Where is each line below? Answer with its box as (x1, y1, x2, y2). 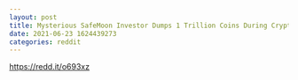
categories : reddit (9, 37, 82, 47)
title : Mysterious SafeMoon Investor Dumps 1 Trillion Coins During (9, 21, 268, 30)
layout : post (9, 12, 58, 22)
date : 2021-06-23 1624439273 (9, 29, 117, 38)
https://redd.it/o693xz (9, 62, 90, 72)
